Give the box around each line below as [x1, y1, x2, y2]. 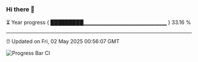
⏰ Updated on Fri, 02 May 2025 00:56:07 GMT [6, 38, 120, 45]
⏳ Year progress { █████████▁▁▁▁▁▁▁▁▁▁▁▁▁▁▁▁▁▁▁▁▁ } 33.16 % [6, 19, 192, 26]
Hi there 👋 [6, 5, 35, 13]
